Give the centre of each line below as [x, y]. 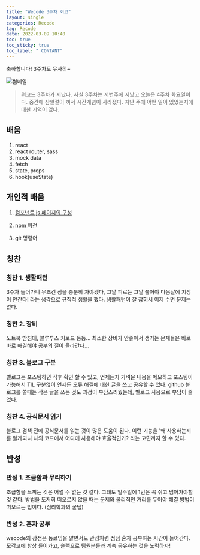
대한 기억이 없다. [40, 109]
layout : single [25, 17]
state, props [30, 170]
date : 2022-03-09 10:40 [36, 34]
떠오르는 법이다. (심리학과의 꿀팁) [45, 507]
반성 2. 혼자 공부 [28, 524]
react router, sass [37, 151]
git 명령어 [26, 238]
